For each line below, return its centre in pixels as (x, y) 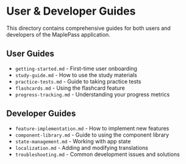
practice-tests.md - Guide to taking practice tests (78, 81)
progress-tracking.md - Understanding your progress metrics (92, 94)
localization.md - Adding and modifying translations (81, 148)
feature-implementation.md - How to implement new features (92, 128)
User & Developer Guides (71, 11)
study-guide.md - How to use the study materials (76, 75)
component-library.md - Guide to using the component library (92, 135)
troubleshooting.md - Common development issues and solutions (97, 154)
